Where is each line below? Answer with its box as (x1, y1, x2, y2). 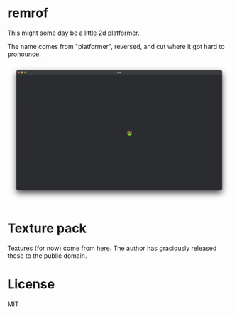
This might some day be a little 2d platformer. (7, 28, 140, 37)
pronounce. (7, 50, 41, 58)
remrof (7, 5, 48, 21)
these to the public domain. (7, 251, 87, 260)
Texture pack (7, 220, 87, 237)
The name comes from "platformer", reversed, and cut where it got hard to (7, 42, 225, 50)
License (7, 276, 55, 293)
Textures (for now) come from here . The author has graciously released (7, 244, 217, 252)
